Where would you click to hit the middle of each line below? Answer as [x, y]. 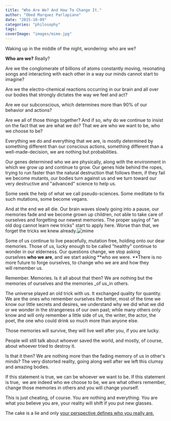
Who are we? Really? [28, 59]
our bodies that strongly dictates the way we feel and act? [67, 95]
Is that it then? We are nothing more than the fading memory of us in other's [85, 356]
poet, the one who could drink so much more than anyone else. [72, 321]
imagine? [15, 79]
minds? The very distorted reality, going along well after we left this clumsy [84, 361]
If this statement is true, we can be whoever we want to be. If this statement [85, 377]
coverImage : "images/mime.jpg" [39, 34]
